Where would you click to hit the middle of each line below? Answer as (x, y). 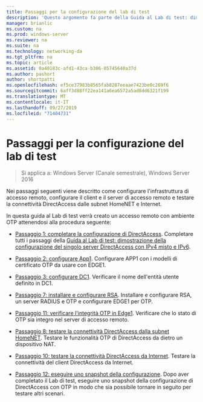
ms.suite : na (23, 46)
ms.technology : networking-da (44, 52)
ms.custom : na (24, 29)
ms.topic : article (29, 62)
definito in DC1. (34, 283)
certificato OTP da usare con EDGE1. (60, 265)
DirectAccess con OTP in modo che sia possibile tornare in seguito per (103, 387)
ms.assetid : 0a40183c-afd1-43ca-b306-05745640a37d (71, 68)
